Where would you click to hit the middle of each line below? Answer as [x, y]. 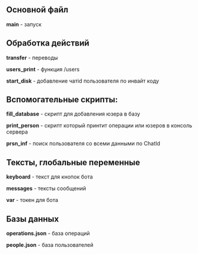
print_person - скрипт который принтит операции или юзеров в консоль [99, 126]
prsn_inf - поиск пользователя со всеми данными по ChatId [83, 144]
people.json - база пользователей [50, 245]
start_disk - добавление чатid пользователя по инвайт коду [83, 81]
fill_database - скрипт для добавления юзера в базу [73, 114]
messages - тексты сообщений [46, 189]
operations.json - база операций [48, 234]
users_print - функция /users [43, 69]
